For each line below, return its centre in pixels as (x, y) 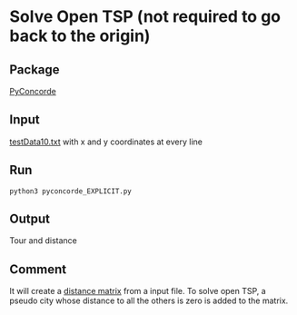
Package (35, 69)
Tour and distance (43, 241)
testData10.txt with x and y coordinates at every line (106, 142)
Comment (38, 269)
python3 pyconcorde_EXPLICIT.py (70, 191)
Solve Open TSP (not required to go (145, 17)
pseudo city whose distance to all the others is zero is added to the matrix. (149, 300)
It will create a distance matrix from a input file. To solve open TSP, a (138, 291)
